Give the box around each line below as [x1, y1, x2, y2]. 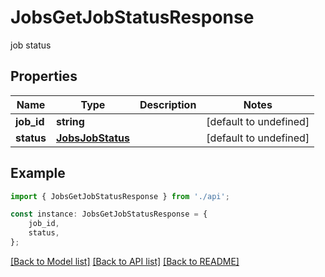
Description [139, 97, 197, 111]
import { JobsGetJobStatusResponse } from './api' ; [10, 191, 230, 201]
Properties [10, 68, 78, 85]
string [55, 114, 85, 128]
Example [10, 165, 66, 182]
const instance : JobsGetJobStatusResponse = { [10, 209, 208, 220]
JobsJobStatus [55, 131, 130, 145]
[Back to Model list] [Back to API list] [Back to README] [10, 255, 240, 267]
